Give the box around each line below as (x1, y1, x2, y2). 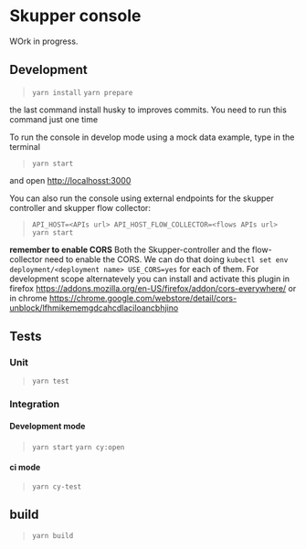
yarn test (31, 376, 70, 386)
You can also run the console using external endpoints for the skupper (9, 193, 274, 204)
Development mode (9, 420, 86, 431)
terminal (9, 141, 41, 152)
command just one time (9, 113, 99, 124)
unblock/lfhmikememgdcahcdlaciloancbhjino (9, 302, 179, 313)
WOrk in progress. (9, 36, 79, 47)
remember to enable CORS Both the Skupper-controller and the (9, 244, 250, 255)
